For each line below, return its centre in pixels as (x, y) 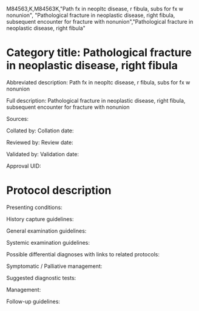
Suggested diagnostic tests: (41, 278)
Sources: (18, 118)
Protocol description (59, 190)
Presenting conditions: (34, 207)
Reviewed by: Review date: (40, 142)
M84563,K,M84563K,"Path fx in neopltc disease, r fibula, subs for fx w (95, 9)
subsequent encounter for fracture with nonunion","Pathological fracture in (100, 22)
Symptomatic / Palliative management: (54, 266)
